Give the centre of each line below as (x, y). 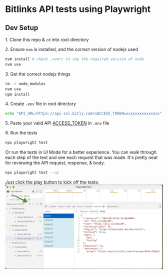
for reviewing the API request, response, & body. (55, 163)
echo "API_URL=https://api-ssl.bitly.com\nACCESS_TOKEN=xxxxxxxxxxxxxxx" (84, 113)
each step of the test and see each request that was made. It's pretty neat (81, 157)
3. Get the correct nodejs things (38, 74)
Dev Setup (22, 28)
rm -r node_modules (25, 83)
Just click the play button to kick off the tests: (52, 182)
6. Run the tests (21, 133)
